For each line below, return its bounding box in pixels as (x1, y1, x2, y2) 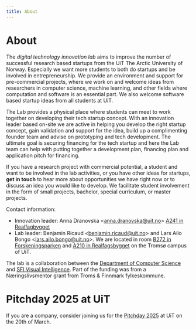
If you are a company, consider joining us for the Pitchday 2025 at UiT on (6, 312, 183, 319)
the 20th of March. (6, 318, 51, 325)
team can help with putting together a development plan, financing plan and (6, 145, 189, 152)
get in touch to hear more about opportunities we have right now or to (6, 175, 176, 182)
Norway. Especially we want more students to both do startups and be (6, 66, 176, 73)
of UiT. (14, 248, 31, 255)
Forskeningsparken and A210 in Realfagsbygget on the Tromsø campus (14, 241, 187, 249)
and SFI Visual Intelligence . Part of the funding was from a (6, 266, 146, 273)
